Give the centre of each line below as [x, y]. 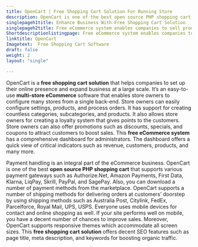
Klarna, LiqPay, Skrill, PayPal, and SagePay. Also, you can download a [91, 181]
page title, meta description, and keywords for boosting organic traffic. [92, 238]
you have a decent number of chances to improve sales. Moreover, [88, 219]
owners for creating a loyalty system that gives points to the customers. [93, 120]
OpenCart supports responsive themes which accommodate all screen [92, 225]
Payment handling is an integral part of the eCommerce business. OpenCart [98, 163]
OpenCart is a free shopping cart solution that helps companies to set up [96, 82]
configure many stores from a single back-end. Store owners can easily [93, 101]
